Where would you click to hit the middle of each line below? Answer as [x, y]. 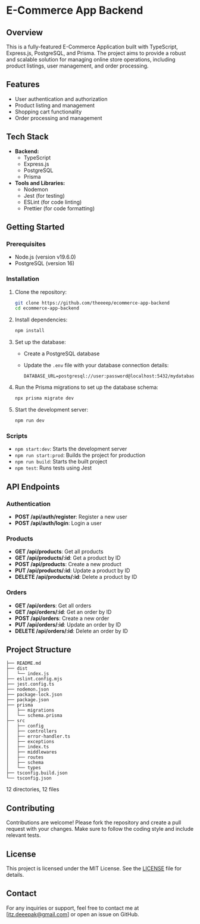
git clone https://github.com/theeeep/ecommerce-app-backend [92, 303]
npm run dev [29, 421]
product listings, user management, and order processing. [77, 66]
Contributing [30, 808]
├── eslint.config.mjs [34, 679]
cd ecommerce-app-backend [47, 308]
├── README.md [24, 664]
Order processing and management [58, 118]
